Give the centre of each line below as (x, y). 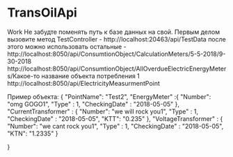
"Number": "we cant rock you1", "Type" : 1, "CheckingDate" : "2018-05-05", (115, 126)
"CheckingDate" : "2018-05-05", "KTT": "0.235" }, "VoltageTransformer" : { (115, 118)
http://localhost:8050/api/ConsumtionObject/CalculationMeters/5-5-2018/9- (116, 54)
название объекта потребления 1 (91, 76)
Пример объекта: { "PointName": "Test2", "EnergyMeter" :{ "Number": (109, 96)
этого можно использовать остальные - (67, 46)
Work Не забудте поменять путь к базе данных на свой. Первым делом (114, 32)
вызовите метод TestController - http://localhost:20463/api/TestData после (116, 39)
